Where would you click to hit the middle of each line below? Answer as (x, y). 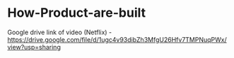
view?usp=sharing (34, 47)
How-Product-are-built (77, 13)
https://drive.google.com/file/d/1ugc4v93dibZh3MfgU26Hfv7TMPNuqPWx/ (117, 39)
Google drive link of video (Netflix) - (60, 32)
